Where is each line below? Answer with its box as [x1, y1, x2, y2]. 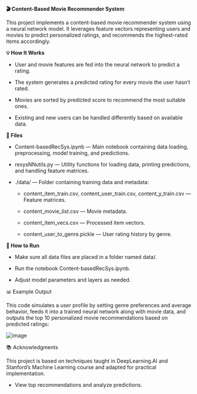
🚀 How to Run [6, 242, 40, 249]
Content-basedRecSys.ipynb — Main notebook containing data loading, [14, 143, 189, 150]
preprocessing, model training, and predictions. [14, 150, 130, 156]
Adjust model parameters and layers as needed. [14, 277, 131, 283]
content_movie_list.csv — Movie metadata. [23, 208, 128, 215]
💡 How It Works [6, 50, 45, 56]
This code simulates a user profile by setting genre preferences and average [6, 302, 192, 308]
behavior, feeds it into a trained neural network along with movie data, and [6, 308, 186, 315]
